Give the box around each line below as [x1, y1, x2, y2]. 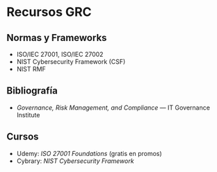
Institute [16, 110, 40, 119]
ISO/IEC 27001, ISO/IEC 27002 [16, 50, 104, 58]
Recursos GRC [6, 4, 92, 20]
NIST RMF [16, 65, 46, 73]
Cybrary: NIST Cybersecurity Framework [16, 157, 134, 165]
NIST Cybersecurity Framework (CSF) [16, 58, 126, 66]
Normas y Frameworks [6, 32, 107, 44]
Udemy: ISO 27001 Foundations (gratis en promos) [16, 149, 163, 157]
